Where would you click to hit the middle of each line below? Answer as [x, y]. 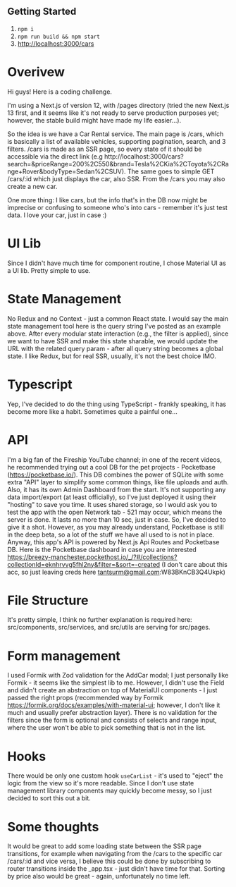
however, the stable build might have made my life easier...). [94, 120]
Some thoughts [53, 827]
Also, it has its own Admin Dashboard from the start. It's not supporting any [117, 489]
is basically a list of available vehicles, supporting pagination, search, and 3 [117, 141]
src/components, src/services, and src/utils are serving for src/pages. [109, 628]
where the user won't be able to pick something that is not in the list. [107, 728]
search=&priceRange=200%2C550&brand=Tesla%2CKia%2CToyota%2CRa [118, 164]
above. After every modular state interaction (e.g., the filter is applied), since [118, 334]
